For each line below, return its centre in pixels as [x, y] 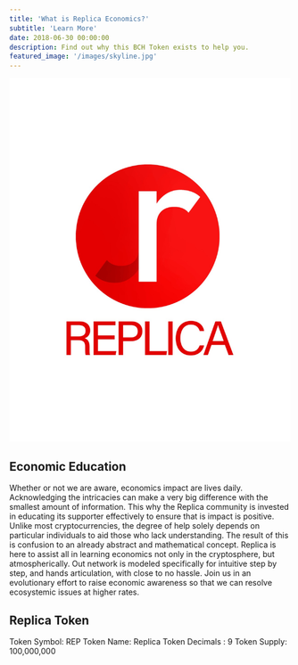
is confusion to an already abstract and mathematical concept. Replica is [143, 545]
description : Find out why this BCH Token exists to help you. [129, 47]
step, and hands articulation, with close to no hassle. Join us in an [130, 573]
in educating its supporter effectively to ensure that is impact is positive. [142, 516]
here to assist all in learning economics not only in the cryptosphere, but [142, 554]
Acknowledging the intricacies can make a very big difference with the [139, 497]
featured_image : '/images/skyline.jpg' [83, 57]
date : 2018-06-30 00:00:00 [59, 37]
